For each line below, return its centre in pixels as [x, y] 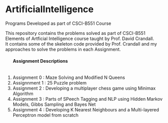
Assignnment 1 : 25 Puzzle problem [49, 83]
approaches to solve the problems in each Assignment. [63, 49]
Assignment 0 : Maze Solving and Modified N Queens [69, 77]
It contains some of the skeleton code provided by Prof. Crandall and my [81, 44]
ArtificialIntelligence [50, 9]
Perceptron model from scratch [46, 115]
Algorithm [23, 94]
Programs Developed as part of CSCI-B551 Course [58, 23]
